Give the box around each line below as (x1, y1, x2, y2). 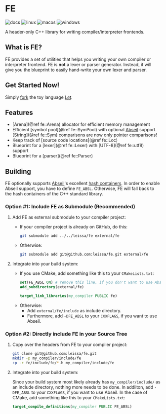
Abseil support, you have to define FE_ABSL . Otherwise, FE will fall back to (5, 186, 155, 191)
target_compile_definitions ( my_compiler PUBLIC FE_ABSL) (12, 404, 132, 409)
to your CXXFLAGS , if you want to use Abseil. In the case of (31, 389, 148, 395)
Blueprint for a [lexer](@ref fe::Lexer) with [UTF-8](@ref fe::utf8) (12, 143, 144, 149)
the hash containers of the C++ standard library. (5, 191, 103, 197)
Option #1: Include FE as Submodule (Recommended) (5, 203, 135, 210)
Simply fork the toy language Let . (5, 94, 73, 100)
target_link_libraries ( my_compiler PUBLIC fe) (19, 293, 118, 299)
